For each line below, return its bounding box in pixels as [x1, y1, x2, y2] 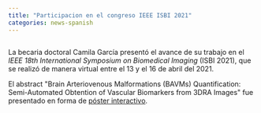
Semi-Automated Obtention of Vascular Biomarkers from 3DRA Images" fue [8, 87, 254, 97]
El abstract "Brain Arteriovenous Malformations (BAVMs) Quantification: [8, 79, 241, 89]
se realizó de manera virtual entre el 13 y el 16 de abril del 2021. [8, 64, 214, 73]
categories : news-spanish [8, 19, 93, 27]
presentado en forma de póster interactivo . [8, 96, 148, 105]
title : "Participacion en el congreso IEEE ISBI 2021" [8, 11, 192, 20]
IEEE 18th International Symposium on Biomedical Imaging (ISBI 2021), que [8, 56, 252, 65]
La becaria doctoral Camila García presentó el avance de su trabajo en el [8, 47, 244, 56]
